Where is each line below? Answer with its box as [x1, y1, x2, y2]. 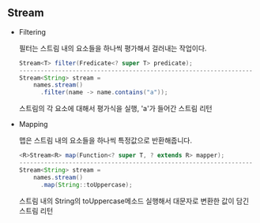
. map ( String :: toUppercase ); [40, 180, 133, 188]
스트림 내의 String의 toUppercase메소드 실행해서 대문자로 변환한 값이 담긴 [18, 196, 250, 206]
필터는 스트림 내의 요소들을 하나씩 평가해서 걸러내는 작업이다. [18, 43, 207, 53]
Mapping [18, 120, 48, 129]
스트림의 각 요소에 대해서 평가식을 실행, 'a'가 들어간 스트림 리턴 [18, 104, 213, 113]
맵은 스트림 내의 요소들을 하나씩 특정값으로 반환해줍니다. [18, 136, 193, 145]
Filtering [18, 27, 47, 36]
